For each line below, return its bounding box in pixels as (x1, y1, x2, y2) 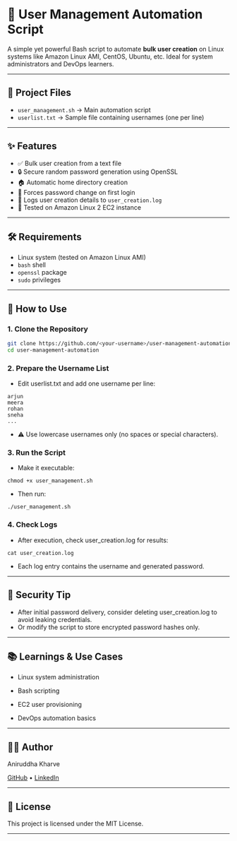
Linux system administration (17, 673, 100, 681)
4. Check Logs (7, 520, 58, 530)
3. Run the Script (7, 448, 66, 458)
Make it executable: (17, 464, 75, 472)
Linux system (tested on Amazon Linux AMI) (17, 254, 147, 262)
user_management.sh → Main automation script (17, 105, 152, 114)
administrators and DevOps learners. (7, 59, 114, 68)
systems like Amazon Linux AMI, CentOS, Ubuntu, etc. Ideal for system (7, 52, 214, 61)
